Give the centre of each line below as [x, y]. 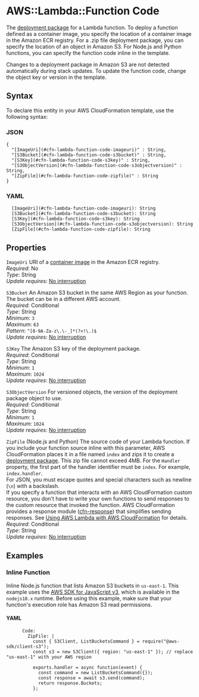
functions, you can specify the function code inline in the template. [88, 53]
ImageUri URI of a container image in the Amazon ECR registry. [83, 262]
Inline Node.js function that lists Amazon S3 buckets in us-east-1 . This [92, 585]
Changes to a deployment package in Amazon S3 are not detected [88, 65]
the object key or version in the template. [56, 77]
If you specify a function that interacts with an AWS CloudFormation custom [99, 492]
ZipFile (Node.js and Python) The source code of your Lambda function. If [98, 442]
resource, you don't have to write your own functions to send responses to [98, 499]
